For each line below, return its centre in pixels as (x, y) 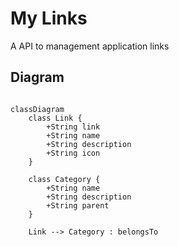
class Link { (55, 118)
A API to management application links (90, 46)
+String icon (73, 153)
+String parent (78, 205)
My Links (49, 18)
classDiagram (37, 109)
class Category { (64, 179)
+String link (73, 127)
